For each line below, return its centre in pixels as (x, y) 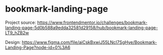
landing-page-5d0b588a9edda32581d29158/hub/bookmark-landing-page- (81, 27)
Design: (13, 42)
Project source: (20, 22)
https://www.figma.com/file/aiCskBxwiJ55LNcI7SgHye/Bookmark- (89, 42)
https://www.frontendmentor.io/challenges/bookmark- (92, 22)
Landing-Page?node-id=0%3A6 (38, 47)
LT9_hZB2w (17, 33)
